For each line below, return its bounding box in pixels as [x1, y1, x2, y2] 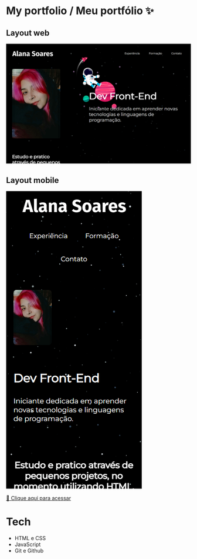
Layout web [6, 28, 50, 38]
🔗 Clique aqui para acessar [6, 495, 72, 502]
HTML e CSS [14, 535, 46, 542]
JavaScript [14, 541, 41, 548]
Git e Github [14, 547, 44, 554]
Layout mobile [6, 175, 59, 185]
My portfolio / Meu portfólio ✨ [6, 4, 154, 18]
